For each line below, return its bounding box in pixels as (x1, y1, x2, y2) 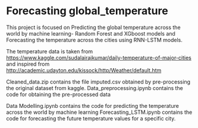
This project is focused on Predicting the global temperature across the (6, 24, 181, 31)
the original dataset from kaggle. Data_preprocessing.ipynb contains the (6, 84, 183, 91)
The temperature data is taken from (6, 47, 93, 55)
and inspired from (6, 60, 50, 68)
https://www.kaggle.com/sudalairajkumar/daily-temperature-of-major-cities (6, 54, 191, 61)
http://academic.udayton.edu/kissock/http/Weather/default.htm (6, 66, 162, 73)
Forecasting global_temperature (6, 4, 168, 18)
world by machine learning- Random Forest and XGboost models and (6, 30, 175, 37)
